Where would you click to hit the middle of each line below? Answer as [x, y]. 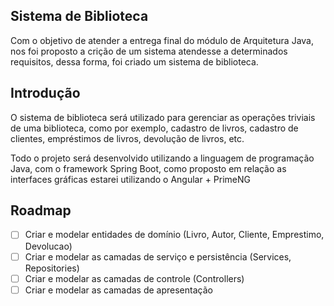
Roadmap [41, 210]
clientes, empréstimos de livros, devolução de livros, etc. [127, 138]
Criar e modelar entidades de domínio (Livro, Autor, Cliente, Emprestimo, [174, 235]
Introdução [45, 93]
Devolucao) [48, 246]
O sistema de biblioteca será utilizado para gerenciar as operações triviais [163, 117]
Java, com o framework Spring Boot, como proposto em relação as [148, 168]
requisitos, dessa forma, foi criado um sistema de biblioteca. [134, 61]
